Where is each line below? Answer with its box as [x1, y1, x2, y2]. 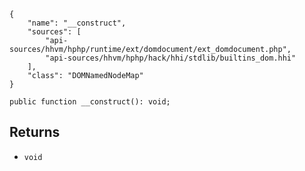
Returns [9, 124, 61, 141]
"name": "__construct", [27, 18, 127, 28]
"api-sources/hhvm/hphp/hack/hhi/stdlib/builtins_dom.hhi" [45, 53, 297, 63]
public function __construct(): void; [9, 97, 171, 107]
